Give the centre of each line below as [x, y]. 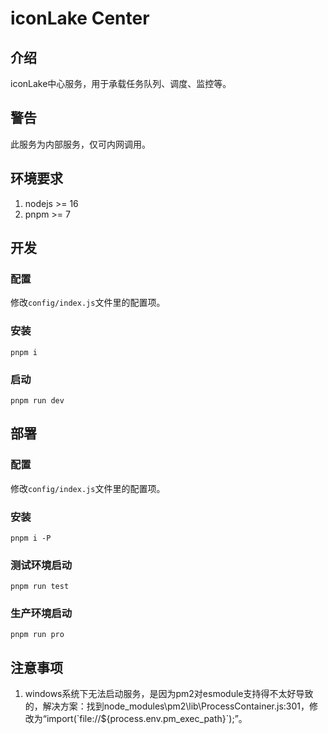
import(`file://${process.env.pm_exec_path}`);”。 [147, 719]
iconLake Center [80, 18]
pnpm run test [40, 587]
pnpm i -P [31, 538]
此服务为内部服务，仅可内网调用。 [80, 144]
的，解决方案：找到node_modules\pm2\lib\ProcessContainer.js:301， [167, 706]
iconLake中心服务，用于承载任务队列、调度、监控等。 [121, 83]
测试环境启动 [41, 565]
